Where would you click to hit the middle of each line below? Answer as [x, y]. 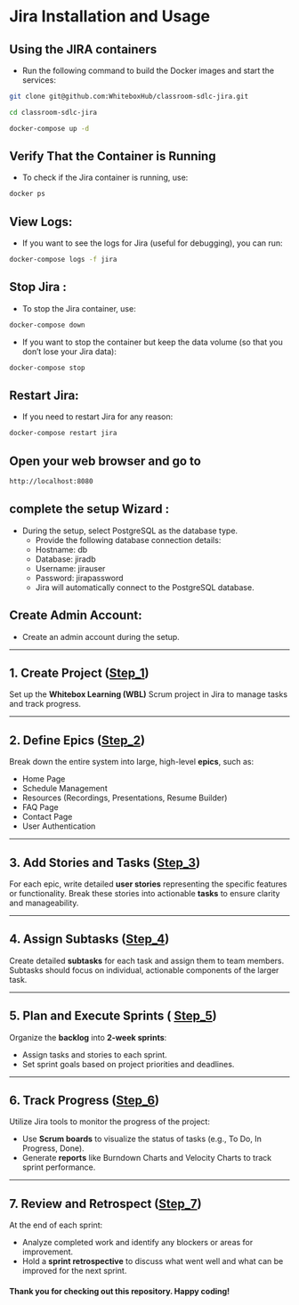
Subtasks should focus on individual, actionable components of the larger [144, 970]
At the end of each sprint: [56, 1225]
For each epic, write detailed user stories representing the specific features [148, 884]
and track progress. [45, 704]
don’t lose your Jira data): [69, 351]
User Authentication [59, 826]
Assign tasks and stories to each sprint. [94, 1054]
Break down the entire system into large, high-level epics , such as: [132, 762]
